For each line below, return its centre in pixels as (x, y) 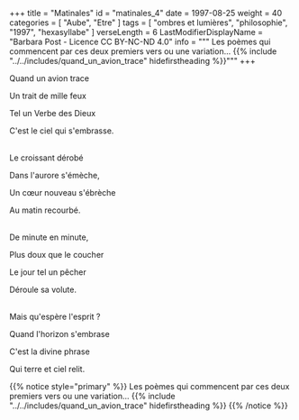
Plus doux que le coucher (57, 255)
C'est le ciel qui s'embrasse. (62, 131)
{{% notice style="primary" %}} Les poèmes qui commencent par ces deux (149, 386)
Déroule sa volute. (43, 289)
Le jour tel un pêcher (48, 272)
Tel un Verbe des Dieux (53, 113)
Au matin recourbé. (45, 210)
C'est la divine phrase (50, 352)
